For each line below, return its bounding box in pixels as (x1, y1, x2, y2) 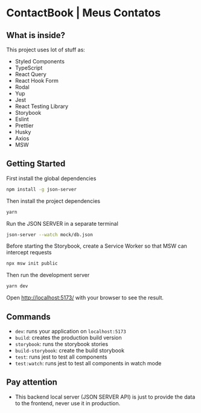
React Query (14, 71, 46, 78)
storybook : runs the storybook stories (14, 341, 109, 347)
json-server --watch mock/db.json (6, 231, 94, 238)
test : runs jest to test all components (14, 353, 107, 360)
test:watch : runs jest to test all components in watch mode (14, 360, 162, 367)
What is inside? (6, 30, 65, 40)
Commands (6, 312, 51, 322)
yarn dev (6, 283, 28, 289)
